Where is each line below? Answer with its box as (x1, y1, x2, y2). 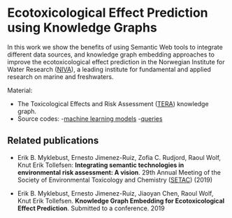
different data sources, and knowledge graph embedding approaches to (7, 50, 215, 59)
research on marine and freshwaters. (7, 72, 114, 81)
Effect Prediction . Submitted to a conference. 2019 (17, 204, 166, 212)
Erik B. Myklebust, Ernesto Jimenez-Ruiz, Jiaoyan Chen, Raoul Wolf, (17, 189, 214, 197)
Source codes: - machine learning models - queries (17, 114, 163, 123)
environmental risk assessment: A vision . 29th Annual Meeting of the (17, 168, 222, 176)
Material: (7, 86, 33, 94)
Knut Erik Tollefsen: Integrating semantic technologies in (17, 161, 184, 169)
